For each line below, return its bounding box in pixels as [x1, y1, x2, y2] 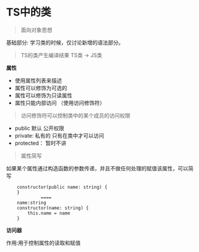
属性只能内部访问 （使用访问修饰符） [14, 99, 105, 106]
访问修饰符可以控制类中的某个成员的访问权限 [20, 111, 131, 119]
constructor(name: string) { [17, 205, 89, 211]
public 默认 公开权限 [14, 125, 64, 132]
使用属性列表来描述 [14, 77, 62, 84]
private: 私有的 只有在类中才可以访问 [14, 132, 105, 139]
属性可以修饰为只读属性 [14, 92, 72, 99]
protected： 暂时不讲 [14, 139, 67, 147]
